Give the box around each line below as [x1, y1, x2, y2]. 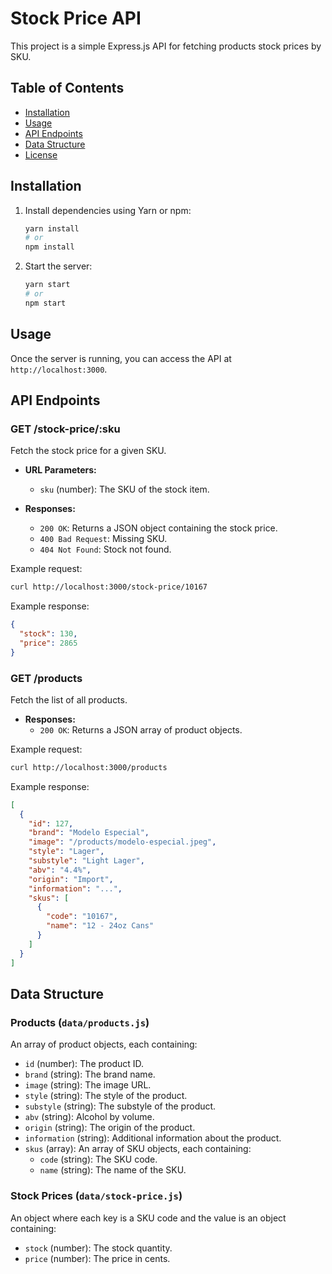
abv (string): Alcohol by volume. [24, 1111, 155, 1123]
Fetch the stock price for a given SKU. [10, 445, 167, 457]
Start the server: [24, 260, 93, 272]
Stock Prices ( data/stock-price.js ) [10, 1189, 183, 1203]
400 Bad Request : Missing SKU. [39, 533, 168, 545]
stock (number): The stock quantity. [24, 1242, 173, 1254]
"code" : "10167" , [46, 912, 118, 922]
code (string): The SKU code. [39, 1153, 158, 1166]
